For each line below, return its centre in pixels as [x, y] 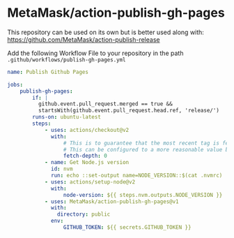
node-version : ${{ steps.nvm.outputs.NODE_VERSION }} [143, 195]
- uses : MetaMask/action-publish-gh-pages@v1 [111, 201]
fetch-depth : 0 [85, 156]
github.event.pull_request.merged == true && [105, 104]
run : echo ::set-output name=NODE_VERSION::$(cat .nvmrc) [137, 176]
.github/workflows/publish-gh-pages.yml [67, 60]
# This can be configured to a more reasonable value [143, 149]
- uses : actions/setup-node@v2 [90, 182]
